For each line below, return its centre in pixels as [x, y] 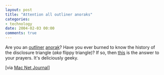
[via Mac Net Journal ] [27, 67]
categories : [17, 19]
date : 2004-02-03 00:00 [30, 28]
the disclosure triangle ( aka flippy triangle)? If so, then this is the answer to [82, 52]
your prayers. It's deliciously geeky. [42, 58]
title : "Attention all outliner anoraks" [49, 14]
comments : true [21, 33]
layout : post [19, 10]
